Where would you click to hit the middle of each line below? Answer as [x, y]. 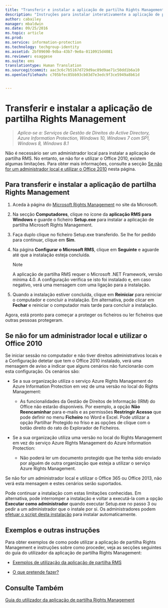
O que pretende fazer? [35, 572]
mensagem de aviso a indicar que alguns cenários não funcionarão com [79, 366]
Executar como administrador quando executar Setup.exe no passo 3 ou [81, 504]
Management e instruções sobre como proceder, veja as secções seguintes [83, 548]
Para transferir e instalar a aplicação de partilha [81, 185]
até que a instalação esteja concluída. [51, 255]
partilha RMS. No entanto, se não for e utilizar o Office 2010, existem [76, 158]
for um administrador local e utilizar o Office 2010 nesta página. [71, 169]
